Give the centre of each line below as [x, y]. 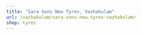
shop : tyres [21, 23]
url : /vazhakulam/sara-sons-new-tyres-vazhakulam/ [71, 17]
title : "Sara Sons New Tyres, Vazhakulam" [60, 12]
